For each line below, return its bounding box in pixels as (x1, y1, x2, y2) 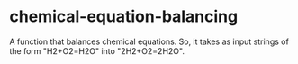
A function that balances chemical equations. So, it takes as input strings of (9, 36, 290, 47)
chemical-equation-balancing (9, 6, 239, 27)
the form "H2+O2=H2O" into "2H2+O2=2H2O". (9, 45, 185, 56)
